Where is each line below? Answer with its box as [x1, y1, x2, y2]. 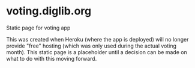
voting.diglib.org [6, 4, 92, 18]
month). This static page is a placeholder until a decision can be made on [6, 48, 187, 55]
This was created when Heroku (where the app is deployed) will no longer [6, 36, 189, 43]
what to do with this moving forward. [6, 55, 97, 62]
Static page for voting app [6, 24, 71, 31]
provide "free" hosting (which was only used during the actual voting [6, 42, 177, 49]
